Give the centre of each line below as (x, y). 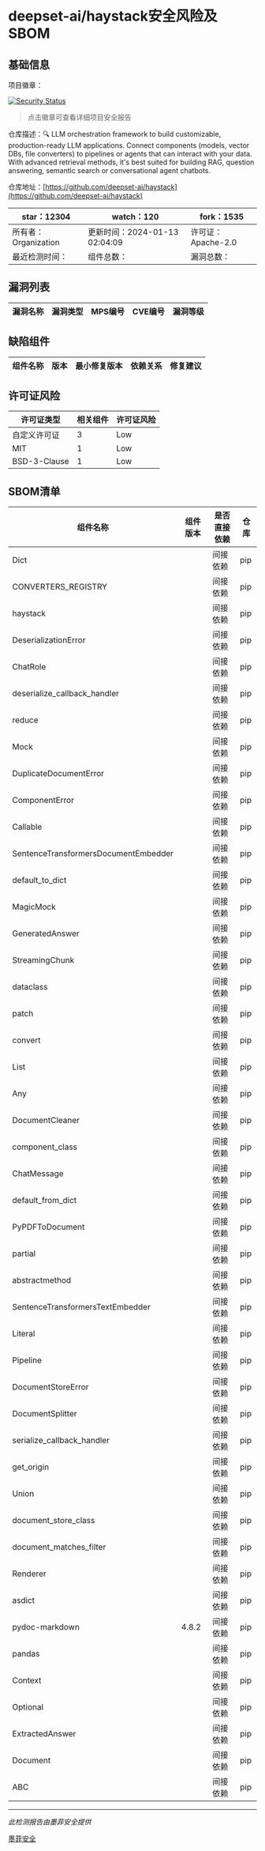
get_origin (31, 1467)
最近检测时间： (40, 256)
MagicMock (34, 907)
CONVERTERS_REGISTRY (60, 587)
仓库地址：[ (27, 187)
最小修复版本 (99, 366)
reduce (25, 720)
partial (24, 1253)
